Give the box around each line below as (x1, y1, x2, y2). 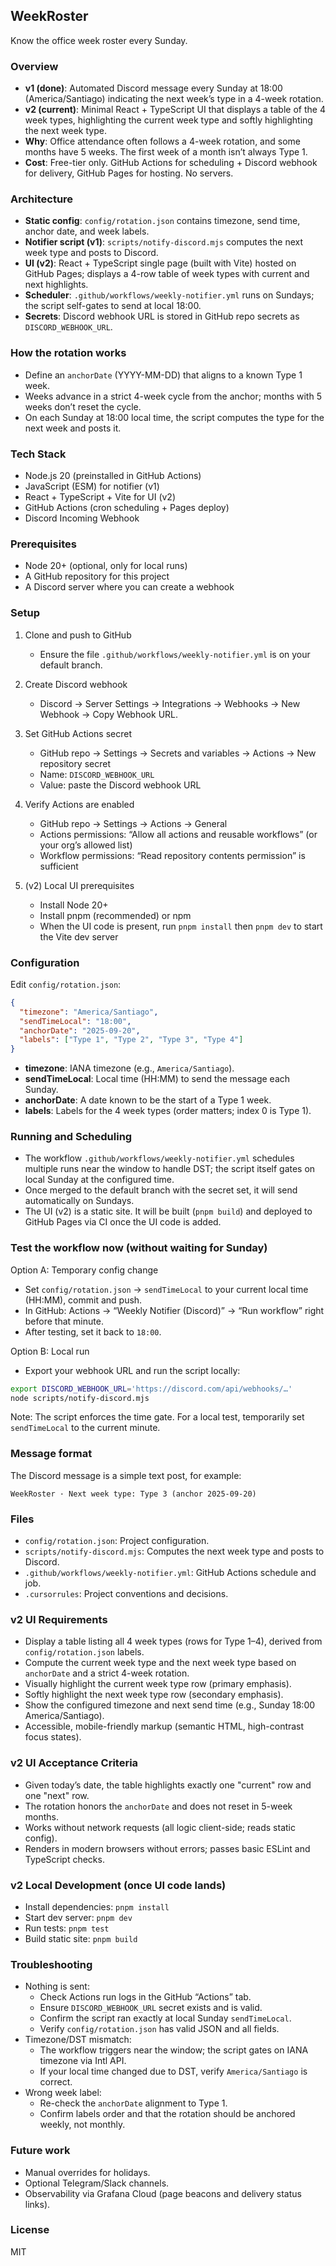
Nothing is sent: (24, 1980, 90, 1993)
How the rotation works (10, 346, 127, 360)
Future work (10, 2144, 71, 2158)
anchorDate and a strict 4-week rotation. (24, 1667, 190, 1679)
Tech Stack (10, 447, 67, 461)
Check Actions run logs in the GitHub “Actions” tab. (39, 1991, 252, 2003)
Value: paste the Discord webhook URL (39, 779, 202, 791)
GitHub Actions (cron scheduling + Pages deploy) (24, 502, 230, 513)
